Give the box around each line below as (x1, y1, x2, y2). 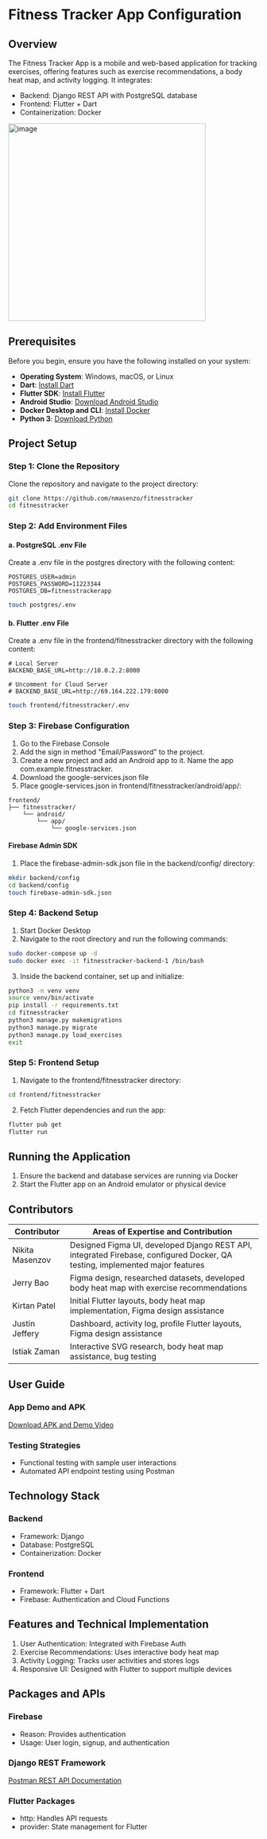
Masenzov (12, 1255, 52, 1266)
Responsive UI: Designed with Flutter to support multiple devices (19, 1664, 232, 1673)
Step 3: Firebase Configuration (8, 720, 130, 731)
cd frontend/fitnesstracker (8, 1090, 102, 1099)
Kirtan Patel (12, 1300, 56, 1311)
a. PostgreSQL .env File (8, 540, 87, 550)
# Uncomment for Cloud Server (8, 680, 109, 689)
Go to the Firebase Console (19, 738, 110, 748)
